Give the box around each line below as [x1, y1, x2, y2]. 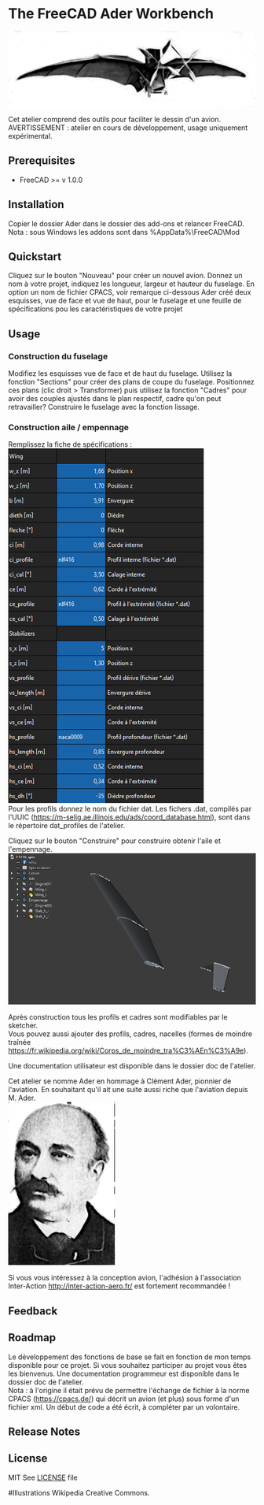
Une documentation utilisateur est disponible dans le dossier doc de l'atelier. [8, 1061, 256, 1071]
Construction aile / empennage [8, 422, 130, 433]
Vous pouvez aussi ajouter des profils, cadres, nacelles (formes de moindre [8, 1029, 253, 1039]
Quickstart [8, 250, 62, 264]
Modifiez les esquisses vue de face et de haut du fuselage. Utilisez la [8, 369, 233, 378]
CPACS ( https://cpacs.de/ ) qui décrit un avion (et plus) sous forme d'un [8, 1394, 240, 1403]
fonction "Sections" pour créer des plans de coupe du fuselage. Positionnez [8, 377, 255, 387]
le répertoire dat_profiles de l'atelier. [8, 821, 126, 831]
